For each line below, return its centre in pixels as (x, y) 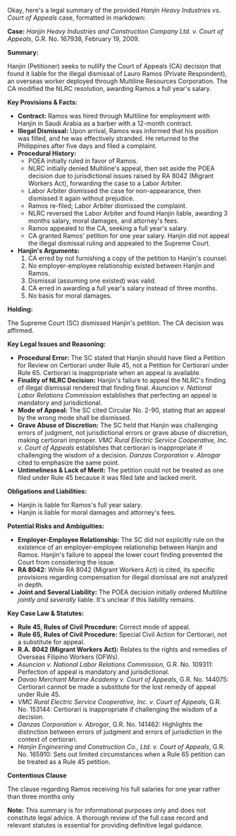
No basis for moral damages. (70, 296)
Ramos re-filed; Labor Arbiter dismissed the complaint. (107, 206)
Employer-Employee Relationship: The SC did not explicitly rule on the (121, 540)
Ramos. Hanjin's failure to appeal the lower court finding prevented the (120, 555)
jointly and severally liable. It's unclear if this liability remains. (106, 600)
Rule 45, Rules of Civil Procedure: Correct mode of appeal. (104, 627)
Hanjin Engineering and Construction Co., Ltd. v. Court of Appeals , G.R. (121, 747)
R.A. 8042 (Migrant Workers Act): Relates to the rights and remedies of (122, 649)
